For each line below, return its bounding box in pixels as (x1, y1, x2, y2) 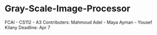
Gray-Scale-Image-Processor (4, 3, 130, 14)
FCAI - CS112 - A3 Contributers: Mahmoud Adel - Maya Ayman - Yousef (4, 19, 152, 25)
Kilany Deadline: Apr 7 (4, 24, 50, 30)
